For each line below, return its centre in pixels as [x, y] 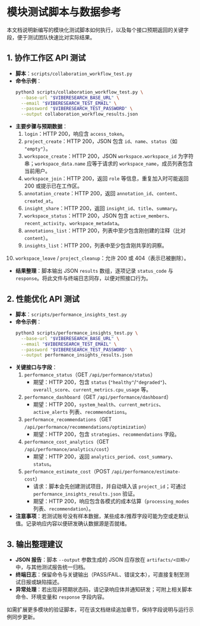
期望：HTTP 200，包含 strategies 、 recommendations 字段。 [106, 434]
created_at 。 [40, 201]
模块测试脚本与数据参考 [64, 12]
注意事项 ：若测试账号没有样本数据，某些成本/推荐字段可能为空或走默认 [102, 516]
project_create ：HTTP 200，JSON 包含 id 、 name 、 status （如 [101, 141]
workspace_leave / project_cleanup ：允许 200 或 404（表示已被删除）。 [102, 258]
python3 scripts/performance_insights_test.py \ [77, 333]
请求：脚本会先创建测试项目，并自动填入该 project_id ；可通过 [109, 487]
